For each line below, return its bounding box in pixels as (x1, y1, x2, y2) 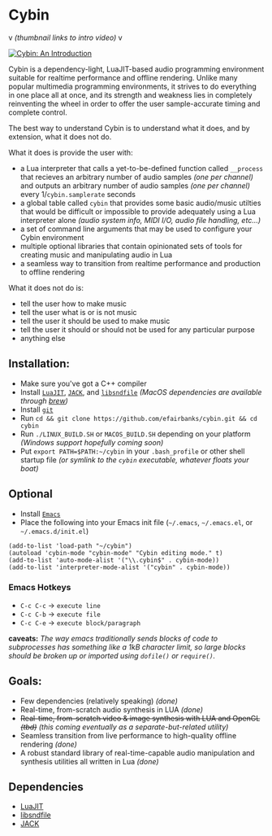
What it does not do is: (8, 282, 84, 292)
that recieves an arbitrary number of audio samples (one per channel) (19, 172, 254, 182)
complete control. (8, 107, 67, 117)
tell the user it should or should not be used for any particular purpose (19, 324, 256, 335)
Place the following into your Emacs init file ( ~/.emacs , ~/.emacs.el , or (19, 517, 253, 527)
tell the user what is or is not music (19, 307, 137, 317)
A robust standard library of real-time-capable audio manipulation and (19, 747, 256, 758)
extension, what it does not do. (8, 132, 112, 142)
